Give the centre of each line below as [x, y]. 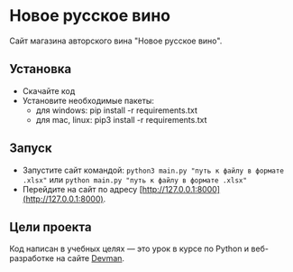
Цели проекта [50, 227]
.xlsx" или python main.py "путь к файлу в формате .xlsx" [135, 179]
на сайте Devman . [90, 258]
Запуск [31, 149]
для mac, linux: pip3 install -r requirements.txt [121, 119]
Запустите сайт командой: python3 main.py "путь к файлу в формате [153, 170]
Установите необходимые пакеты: [88, 100]
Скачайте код [49, 90]
